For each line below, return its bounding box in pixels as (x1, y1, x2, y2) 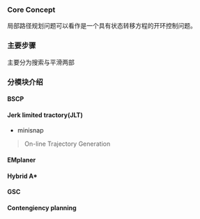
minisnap (17, 126, 44, 135)
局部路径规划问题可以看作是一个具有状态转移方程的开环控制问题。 (7, 22, 197, 30)
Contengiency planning (7, 204, 77, 212)
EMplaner (7, 156, 36, 164)
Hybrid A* (7, 172, 38, 180)
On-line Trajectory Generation (24, 139, 111, 148)
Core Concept (7, 5, 56, 15)
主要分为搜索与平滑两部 (7, 58, 75, 66)
